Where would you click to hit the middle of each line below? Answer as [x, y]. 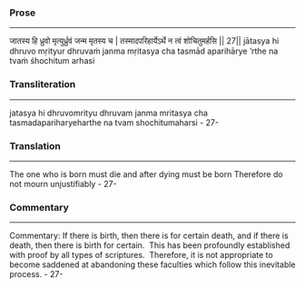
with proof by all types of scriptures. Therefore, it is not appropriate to [142, 255]
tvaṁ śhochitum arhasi [52, 61]
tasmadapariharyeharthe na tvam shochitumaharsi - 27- [114, 122]
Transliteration [43, 84]
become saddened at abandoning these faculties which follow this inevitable [153, 264]
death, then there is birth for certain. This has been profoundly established [150, 245]
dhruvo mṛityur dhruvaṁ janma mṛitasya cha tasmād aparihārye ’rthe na [144, 51]
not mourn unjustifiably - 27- [63, 184]
